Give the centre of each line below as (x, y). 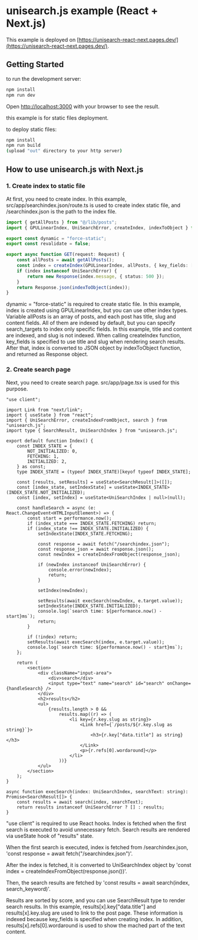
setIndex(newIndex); (63, 590)
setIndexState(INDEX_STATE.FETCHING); (85, 534)
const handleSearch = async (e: (56, 508)
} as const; (31, 466)
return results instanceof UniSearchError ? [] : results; (91, 807)
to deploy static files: (32, 129)
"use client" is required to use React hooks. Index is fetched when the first (96, 823)
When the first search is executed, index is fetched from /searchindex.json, (97, 847)
